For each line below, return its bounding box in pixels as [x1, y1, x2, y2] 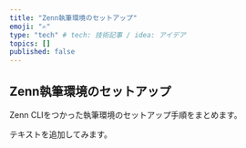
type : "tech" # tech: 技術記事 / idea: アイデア [9, 30, 187, 39]
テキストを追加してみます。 [9, 129, 112, 140]
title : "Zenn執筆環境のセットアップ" [9, 13, 138, 23]
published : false [9, 48, 76, 57]
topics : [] [9, 38, 51, 48]
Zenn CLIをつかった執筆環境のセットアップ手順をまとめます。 [9, 109, 242, 120]
